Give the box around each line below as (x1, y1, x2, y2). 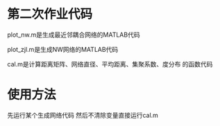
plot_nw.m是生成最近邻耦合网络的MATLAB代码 (7, 30, 140, 39)
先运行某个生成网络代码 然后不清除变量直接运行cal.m (7, 111, 158, 119)
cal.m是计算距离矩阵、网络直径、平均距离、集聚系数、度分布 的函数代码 (7, 60, 213, 68)
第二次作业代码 (7, 6, 93, 22)
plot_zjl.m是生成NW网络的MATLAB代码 (7, 45, 119, 53)
